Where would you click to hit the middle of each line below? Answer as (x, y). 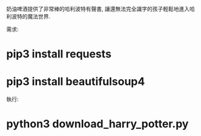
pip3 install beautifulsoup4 (76, 82)
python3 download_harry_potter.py (97, 124)
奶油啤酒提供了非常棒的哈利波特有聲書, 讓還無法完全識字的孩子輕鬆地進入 (98, 9)
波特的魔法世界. (31, 16)
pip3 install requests (59, 54)
